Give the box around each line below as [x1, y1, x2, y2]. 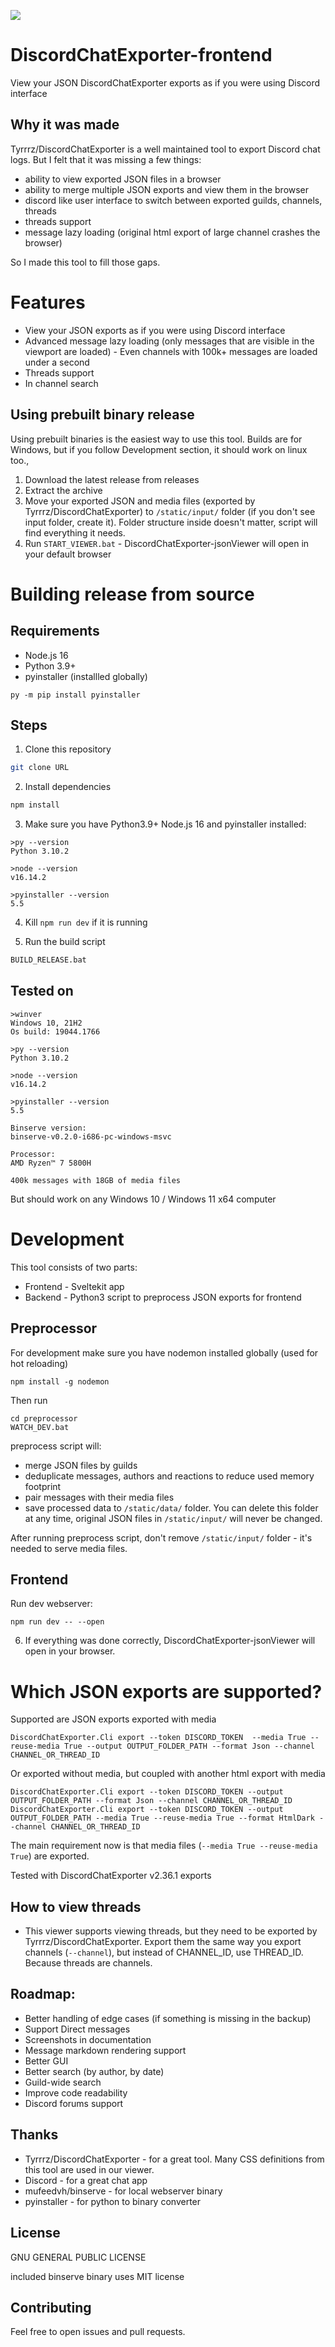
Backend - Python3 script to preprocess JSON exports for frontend [24, 1291, 302, 1303]
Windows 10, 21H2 [10, 1018, 83, 1028]
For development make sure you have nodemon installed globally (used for [10, 1346, 319, 1359]
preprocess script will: [10, 1440, 102, 1452]
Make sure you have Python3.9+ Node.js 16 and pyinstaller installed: [24, 818, 307, 830]
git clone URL [10, 763, 70, 773]
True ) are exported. [10, 1850, 90, 1862]
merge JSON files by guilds [24, 1459, 138, 1471]
